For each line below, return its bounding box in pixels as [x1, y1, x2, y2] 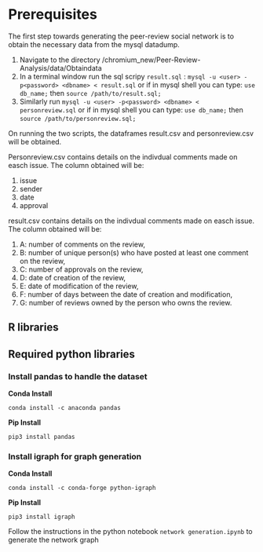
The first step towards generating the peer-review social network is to [8, 31, 234, 41]
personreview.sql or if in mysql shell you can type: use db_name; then [19, 104, 243, 115]
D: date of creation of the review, [19, 272, 126, 282]
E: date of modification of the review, [19, 281, 139, 291]
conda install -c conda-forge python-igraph [8, 484, 156, 492]
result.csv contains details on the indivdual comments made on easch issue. [8, 216, 255, 225]
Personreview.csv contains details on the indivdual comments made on [8, 152, 238, 162]
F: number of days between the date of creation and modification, [19, 289, 233, 299]
